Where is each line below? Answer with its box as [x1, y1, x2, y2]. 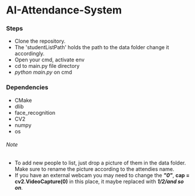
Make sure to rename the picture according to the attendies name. [14, 165, 175, 173]
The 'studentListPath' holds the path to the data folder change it [14, 44, 169, 51]
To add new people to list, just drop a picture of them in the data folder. [14, 159, 186, 166]
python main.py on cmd [14, 68, 72, 76]
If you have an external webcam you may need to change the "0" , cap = [14, 171, 190, 178]
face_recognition [14, 109, 56, 116]
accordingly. [14, 50, 45, 57]
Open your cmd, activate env [14, 56, 85, 63]
